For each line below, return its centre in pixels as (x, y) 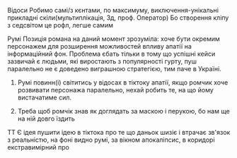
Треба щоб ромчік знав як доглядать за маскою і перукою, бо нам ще (123, 111)
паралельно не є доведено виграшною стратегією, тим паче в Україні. (114, 69)
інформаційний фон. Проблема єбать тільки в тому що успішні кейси (111, 54)
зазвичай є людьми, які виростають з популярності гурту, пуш (102, 61)
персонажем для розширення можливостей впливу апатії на (100, 46)
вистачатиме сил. (45, 97)
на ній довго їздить (46, 119)
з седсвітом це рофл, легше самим (60, 25)
